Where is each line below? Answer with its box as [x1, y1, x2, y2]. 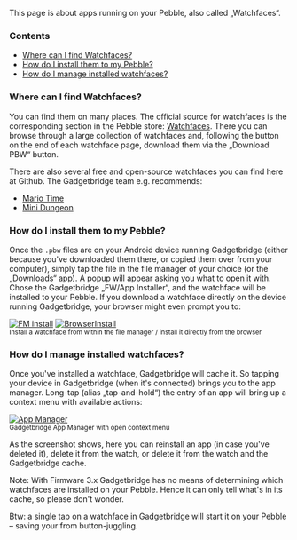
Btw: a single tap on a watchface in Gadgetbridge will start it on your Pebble [9, 511, 287, 522]
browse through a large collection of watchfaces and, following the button [9, 130, 279, 140]
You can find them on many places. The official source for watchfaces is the [9, 111, 288, 122]
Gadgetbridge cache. [9, 457, 87, 469]
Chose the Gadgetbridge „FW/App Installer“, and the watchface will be [9, 282, 266, 292]
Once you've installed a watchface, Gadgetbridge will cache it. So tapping [9, 369, 279, 379]
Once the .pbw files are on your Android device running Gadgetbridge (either [9, 244, 288, 255]
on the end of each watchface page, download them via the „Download [9, 139, 270, 150]
